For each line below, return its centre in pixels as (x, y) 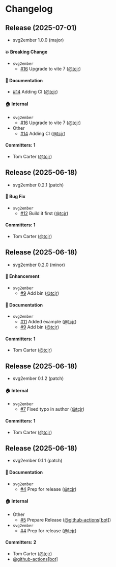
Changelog (29, 9)
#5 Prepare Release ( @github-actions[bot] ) (66, 519)
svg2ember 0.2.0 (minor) (39, 265)
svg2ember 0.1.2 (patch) (38, 379)
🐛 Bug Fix (15, 197)
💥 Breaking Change (26, 52)
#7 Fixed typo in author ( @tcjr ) (52, 409)
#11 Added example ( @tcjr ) (48, 322)
